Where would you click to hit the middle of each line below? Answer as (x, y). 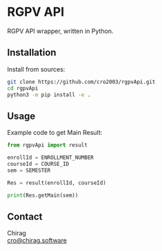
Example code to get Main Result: (55, 133)
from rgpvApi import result (48, 145)
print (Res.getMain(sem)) (43, 195)
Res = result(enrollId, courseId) (57, 183)
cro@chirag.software (37, 241)
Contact (25, 216)
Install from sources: (36, 69)
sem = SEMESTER (29, 170)
